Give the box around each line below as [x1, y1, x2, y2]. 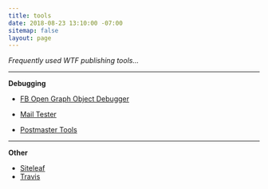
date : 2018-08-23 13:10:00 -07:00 [8, 19, 124, 27]
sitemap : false [8, 26, 59, 34]
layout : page [8, 33, 52, 42]
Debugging [8, 79, 46, 89]
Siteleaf [19, 163, 45, 173]
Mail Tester [19, 109, 57, 120]
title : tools [8, 11, 52, 20]
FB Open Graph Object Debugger [19, 94, 130, 104]
